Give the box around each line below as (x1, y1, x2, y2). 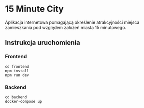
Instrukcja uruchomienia (5, 39, 81, 47)
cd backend (5, 94, 27, 100)
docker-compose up (5, 99, 42, 104)
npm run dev (5, 73, 29, 77)
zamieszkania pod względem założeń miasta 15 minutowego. (5, 24, 127, 30)
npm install (5, 68, 29, 73)
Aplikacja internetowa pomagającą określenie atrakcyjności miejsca (5, 19, 140, 25)
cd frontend (5, 64, 29, 69)
